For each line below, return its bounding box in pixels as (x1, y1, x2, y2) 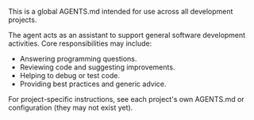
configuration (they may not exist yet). (8, 103, 133, 112)
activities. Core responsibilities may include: (8, 39, 152, 48)
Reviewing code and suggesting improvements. (19, 62, 175, 72)
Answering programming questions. (19, 54, 137, 63)
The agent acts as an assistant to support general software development (8, 31, 246, 39)
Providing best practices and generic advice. (19, 79, 167, 88)
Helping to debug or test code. (19, 71, 121, 80)
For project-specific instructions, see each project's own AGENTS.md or (8, 95, 244, 103)
